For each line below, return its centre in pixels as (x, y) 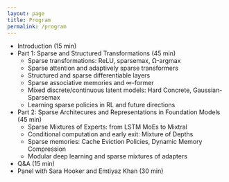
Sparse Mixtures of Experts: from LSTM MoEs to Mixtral (107, 127)
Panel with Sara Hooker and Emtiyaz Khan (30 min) (90, 171)
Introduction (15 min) (47, 46)
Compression (47, 149)
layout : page (26, 13)
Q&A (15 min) (36, 164)
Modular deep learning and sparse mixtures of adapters (107, 156)
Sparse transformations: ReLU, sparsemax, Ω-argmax (104, 61)
